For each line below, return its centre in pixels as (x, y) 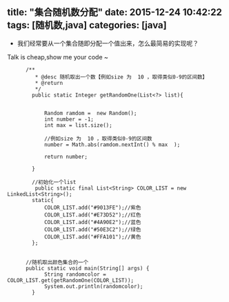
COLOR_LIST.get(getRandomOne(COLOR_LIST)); (71, 280)
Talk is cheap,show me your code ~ (58, 57)
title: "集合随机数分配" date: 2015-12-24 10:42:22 (115, 12)
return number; (66, 157)
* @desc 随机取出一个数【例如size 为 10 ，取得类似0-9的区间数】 (121, 77)
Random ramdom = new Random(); (90, 113)
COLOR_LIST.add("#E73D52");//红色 (92, 215)
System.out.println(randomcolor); (93, 286)
